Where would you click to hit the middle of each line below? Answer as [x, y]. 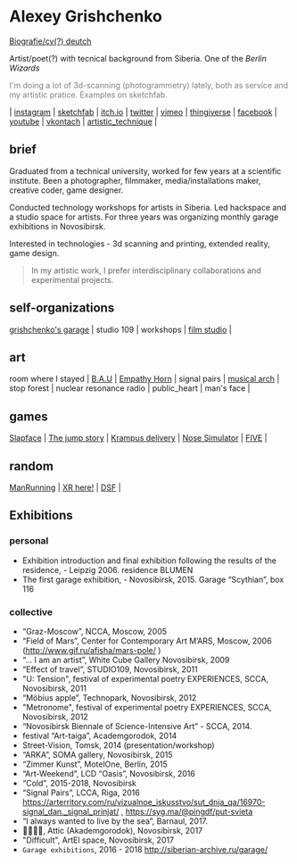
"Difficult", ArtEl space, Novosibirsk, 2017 [98, 840]
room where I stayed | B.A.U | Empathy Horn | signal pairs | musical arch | [144, 379]
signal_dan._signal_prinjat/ [70, 811]
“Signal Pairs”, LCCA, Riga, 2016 [81, 793]
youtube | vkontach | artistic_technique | [83, 121]
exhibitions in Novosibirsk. [58, 226]
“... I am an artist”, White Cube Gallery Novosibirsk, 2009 [126, 660]
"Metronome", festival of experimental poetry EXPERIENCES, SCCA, [147, 707]
